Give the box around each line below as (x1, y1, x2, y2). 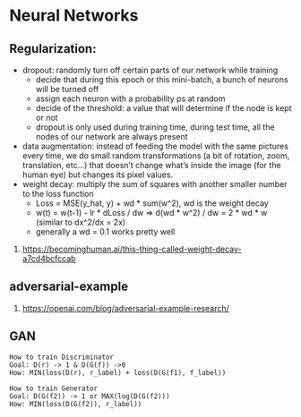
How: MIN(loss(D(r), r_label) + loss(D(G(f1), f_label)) (9, 368, 227, 377)
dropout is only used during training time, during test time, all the (35, 122, 275, 132)
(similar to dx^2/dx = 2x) (35, 217, 126, 227)
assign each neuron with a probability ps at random (35, 93, 226, 104)
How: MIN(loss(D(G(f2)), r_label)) (9, 399, 142, 408)
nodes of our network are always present (35, 132, 188, 141)
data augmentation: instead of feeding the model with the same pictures (21, 140, 289, 151)
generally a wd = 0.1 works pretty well (35, 226, 176, 237)
